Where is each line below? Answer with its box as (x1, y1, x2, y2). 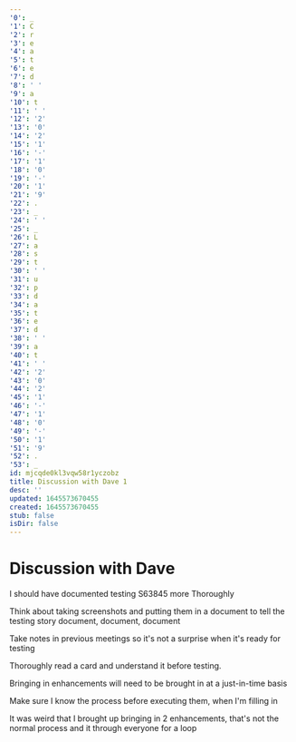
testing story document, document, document (9, 616, 181, 627)
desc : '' (9, 485, 43, 494)
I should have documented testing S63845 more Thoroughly (9, 589, 235, 600)
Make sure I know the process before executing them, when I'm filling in (9, 696, 278, 707)
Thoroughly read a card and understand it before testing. (9, 660, 222, 671)
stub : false (9, 511, 54, 520)
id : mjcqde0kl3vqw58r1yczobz (9, 469, 119, 478)
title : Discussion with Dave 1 (9, 477, 128, 486)
